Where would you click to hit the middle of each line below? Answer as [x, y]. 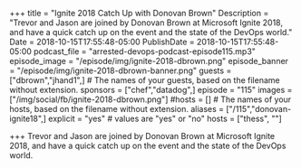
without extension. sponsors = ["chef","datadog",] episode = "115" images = [151, 90]
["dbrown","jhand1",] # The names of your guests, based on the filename [145, 80]
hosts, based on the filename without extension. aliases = [117, 109]
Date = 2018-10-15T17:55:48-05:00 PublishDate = [102, 42]
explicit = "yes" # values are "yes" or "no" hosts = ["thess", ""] [165, 118]
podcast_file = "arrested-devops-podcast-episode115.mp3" [145, 51]
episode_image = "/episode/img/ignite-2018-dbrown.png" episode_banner [149, 61]
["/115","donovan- [259, 109]
